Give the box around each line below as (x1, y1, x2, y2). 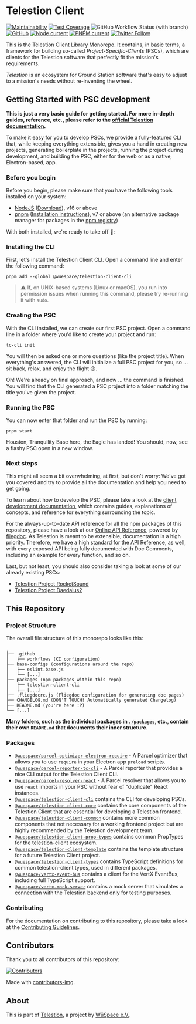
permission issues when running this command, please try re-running (20, 290, 188, 298)
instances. (14, 789, 40, 796)
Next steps (6, 459, 38, 467)
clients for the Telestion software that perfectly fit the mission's (6, 53, 159, 60)
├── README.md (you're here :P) (6, 702, 85, 708)
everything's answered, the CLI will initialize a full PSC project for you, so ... (6, 359, 188, 366)
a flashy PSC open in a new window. (6, 444, 94, 451)
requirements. (6, 60, 40, 67)
